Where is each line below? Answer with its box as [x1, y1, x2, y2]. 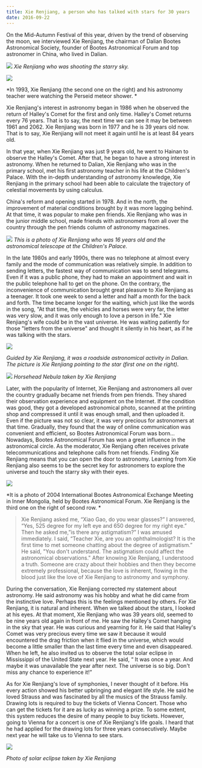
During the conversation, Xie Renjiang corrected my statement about [6, 585, 177, 592]
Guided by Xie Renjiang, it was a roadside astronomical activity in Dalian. [6, 354, 189, 361]
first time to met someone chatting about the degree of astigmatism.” [21, 541, 193, 548]
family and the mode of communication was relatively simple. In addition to [6, 260, 192, 267]
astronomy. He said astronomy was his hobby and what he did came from [6, 591, 189, 598]
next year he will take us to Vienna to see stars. [6, 731, 124, 738]
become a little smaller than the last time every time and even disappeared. [6, 642, 193, 650]
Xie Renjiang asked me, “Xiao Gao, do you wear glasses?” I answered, [21, 516, 195, 523]
